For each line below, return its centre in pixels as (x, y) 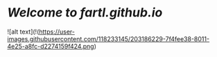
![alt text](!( (23, 32)
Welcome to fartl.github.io (85, 13)
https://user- (57, 32)
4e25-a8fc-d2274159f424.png (51, 46)
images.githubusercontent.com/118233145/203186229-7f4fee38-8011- (108, 38)
